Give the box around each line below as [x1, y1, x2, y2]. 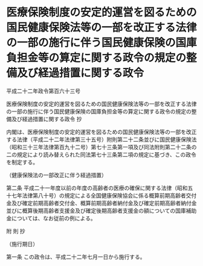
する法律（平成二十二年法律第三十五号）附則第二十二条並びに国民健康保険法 [6, 136, 197, 143]
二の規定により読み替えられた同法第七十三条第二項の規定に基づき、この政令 [6, 151, 196, 158]
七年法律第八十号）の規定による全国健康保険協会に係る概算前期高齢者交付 [11, 191, 197, 199]
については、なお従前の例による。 [11, 214, 96, 222]
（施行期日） [6, 240, 38, 247]
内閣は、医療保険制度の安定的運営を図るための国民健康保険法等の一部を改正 [6, 128, 197, 135]
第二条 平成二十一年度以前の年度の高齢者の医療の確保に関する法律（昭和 [6, 184, 188, 191]
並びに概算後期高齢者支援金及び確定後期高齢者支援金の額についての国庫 [6, 207, 186, 214]
